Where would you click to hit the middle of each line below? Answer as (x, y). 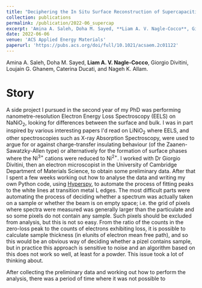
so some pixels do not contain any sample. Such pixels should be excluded (99, 216)
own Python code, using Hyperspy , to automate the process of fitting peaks (100, 184)
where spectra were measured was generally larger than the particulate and (100, 210)
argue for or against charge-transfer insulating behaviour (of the (86, 144)
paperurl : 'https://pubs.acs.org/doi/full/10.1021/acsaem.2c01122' (93, 46)
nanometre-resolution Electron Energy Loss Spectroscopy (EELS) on (91, 116)
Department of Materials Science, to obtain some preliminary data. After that (101, 171)
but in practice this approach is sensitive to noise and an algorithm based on (101, 248)
